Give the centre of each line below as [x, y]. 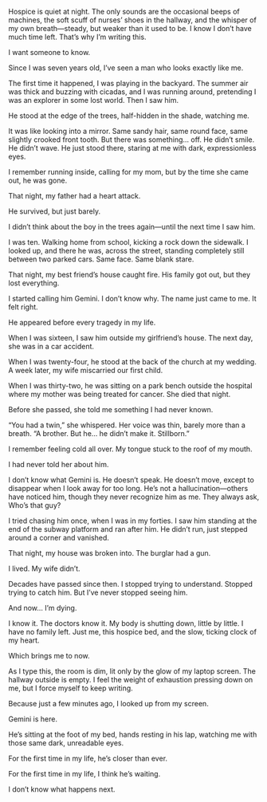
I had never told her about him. [59, 464]
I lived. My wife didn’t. [45, 568]
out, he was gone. [38, 180]
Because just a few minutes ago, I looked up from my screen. [108, 704]
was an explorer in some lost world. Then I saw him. [94, 100]
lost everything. [34, 283]
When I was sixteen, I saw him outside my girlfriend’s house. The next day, [131, 338]
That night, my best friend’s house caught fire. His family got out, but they [130, 275]
